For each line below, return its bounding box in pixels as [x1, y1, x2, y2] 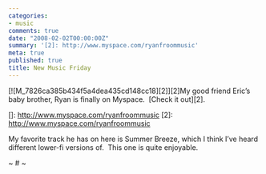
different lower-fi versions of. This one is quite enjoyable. [8, 142, 199, 152]
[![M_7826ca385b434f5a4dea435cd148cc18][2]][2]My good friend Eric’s [8, 86, 251, 95]
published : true [8, 57, 62, 65]
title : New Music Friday [8, 64, 91, 72]
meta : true [8, 49, 45, 57]
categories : [8, 11, 48, 20]
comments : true [8, 26, 59, 34]
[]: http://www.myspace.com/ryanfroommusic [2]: [8, 110, 174, 119]
